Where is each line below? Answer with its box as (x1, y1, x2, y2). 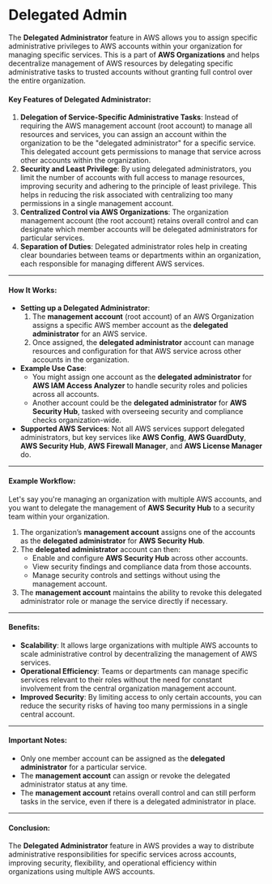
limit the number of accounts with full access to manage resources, (19, 173, 245, 183)
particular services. (19, 233, 85, 243)
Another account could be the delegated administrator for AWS (32, 398, 247, 408)
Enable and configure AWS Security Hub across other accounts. (32, 553, 249, 563)
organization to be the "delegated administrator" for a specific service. (19, 138, 257, 148)
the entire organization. (8, 75, 87, 85)
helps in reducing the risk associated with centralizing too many (19, 190, 233, 200)
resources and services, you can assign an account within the (19, 130, 227, 140)
